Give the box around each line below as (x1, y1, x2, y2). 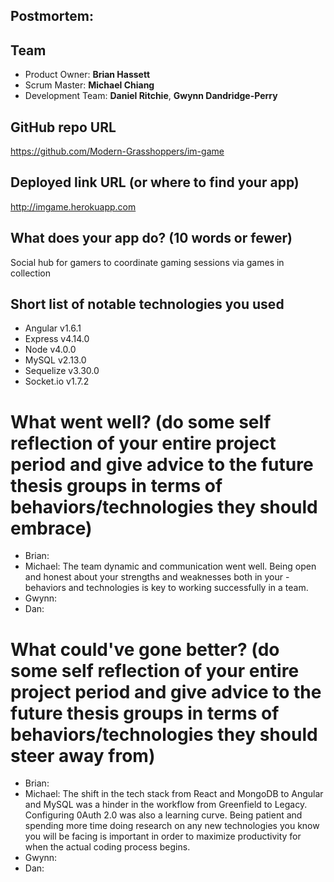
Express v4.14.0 (24, 333, 90, 345)
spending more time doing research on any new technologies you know (24, 820, 320, 832)
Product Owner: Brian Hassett (24, 69, 151, 81)
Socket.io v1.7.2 (24, 375, 90, 388)
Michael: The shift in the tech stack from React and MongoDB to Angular (24, 788, 324, 800)
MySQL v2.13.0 (24, 354, 87, 366)
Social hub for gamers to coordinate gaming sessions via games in (10, 256, 285, 268)
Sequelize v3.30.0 (24, 365, 100, 377)
